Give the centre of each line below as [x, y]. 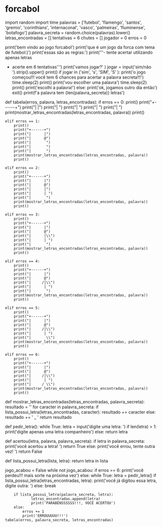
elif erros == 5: [22, 308]
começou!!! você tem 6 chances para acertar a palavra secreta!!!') [78, 77]
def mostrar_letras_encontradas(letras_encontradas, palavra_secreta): [75, 401]
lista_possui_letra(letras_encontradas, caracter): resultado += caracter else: [81, 412]
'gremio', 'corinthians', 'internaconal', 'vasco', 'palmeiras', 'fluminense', [75, 27]
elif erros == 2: [22, 168]
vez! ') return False [24, 451]
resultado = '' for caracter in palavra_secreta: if [52, 407]
